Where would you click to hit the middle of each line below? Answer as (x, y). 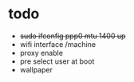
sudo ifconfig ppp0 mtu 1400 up (73, 36)
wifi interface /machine (58, 44)
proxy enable (41, 53)
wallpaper (36, 69)
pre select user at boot (57, 61)
